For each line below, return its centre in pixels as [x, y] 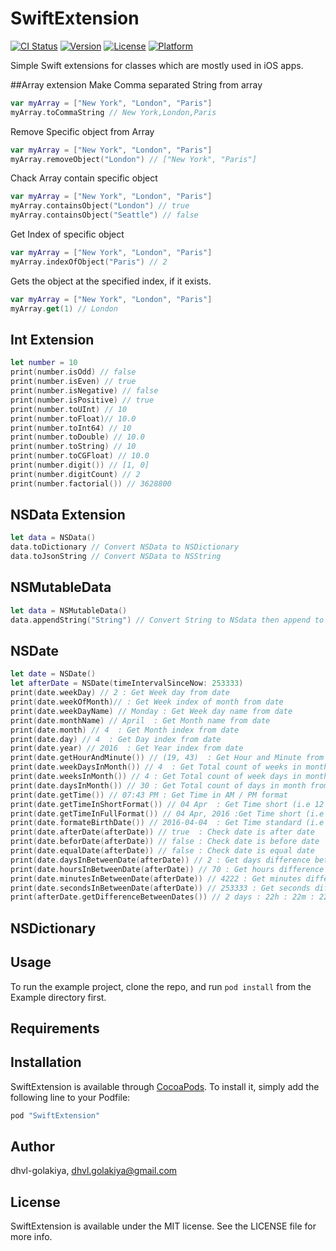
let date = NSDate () [53, 674]
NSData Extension [68, 515]
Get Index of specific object [67, 234]
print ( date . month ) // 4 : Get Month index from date [125, 730]
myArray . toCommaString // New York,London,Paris [113, 112]
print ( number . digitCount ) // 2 [75, 474]
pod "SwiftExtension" [55, 1115]
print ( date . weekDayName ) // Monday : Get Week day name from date [151, 711]
